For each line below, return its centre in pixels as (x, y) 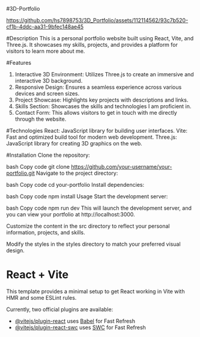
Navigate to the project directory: (77, 173)
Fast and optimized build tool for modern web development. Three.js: (92, 137)
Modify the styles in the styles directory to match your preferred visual (94, 244)
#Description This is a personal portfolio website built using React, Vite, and (100, 38)
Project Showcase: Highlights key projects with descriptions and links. (102, 100)
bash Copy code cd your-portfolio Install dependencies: (75, 185)
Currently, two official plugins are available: (60, 309)
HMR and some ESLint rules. (41, 297)
